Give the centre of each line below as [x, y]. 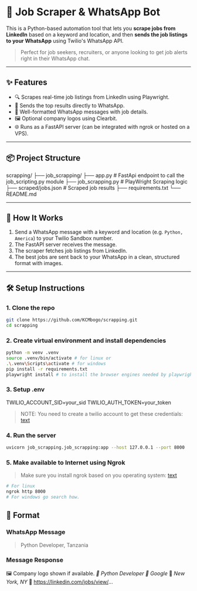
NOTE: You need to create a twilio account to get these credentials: [101, 413]
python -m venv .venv [33, 353]
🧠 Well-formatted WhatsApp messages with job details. [81, 112]
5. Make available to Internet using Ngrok [66, 462]
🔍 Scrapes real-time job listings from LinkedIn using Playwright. [92, 97]
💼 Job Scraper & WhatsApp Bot [83, 12]
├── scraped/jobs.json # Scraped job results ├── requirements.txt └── [94, 188]
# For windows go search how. [43, 497]
